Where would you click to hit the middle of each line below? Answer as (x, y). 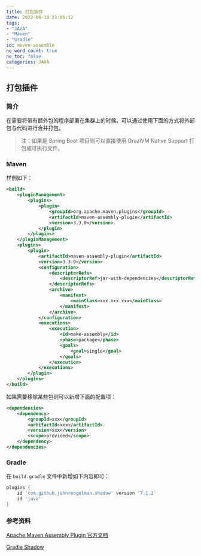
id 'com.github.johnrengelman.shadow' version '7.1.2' (87, 493)
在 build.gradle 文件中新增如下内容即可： (58, 476)
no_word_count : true (32, 51)
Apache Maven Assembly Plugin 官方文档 (57, 535)
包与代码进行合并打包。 (35, 128)
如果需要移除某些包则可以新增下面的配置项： (61, 396)
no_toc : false (24, 56)
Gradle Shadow (25, 547)
